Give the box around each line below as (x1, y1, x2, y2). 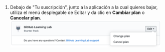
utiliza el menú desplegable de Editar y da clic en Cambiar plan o (10, 9, 145, 15)
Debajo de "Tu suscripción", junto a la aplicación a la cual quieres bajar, (10, 4, 158, 10)
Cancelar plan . (10, 15, 42, 20)
